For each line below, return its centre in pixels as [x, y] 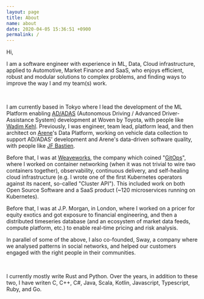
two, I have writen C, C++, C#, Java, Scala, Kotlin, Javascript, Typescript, [98, 283]
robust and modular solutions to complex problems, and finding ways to [97, 77]
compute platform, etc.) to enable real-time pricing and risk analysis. [92, 228]
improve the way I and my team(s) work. [57, 84]
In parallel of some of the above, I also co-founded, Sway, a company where [102, 240]
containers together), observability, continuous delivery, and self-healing [98, 171]
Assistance [20, 120]
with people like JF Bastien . [41, 146]
